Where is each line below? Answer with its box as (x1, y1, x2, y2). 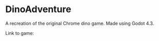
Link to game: (5, 30, 34, 36)
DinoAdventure (5, 4, 72, 15)
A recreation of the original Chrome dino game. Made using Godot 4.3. (5, 20, 154, 26)
